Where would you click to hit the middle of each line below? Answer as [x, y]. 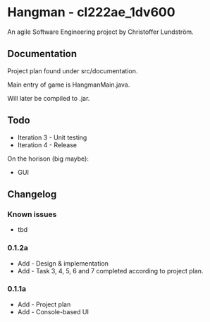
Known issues [32, 214]
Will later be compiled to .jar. [49, 98]
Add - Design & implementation [63, 263]
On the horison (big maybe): [48, 159]
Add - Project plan [44, 304]
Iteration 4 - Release [47, 144]
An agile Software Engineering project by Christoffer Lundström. [100, 32]
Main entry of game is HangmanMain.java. [69, 85]
